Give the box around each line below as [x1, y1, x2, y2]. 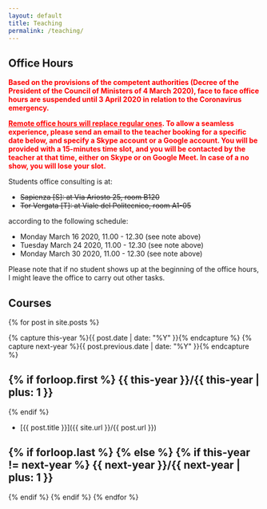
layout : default [8, 11, 62, 20]
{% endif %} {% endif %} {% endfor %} [8, 492, 139, 502]
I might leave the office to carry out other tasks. [8, 273, 165, 283]
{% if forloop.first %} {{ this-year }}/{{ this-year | [8, 374, 260, 387]
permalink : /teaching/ [8, 26, 84, 34]
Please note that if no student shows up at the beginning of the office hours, [8, 265, 260, 274]
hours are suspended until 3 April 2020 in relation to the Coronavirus [8, 95, 242, 104]
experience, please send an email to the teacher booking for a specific [8, 127, 247, 137]
